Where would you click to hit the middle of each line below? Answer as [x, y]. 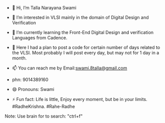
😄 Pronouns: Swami [33, 89]
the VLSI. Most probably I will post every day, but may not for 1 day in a [86, 53]
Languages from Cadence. [39, 38]
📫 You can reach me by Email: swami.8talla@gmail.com [69, 68]
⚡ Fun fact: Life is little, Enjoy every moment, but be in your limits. [80, 99]
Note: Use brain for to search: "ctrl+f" [44, 116]
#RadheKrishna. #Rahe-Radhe [43, 106]
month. [19, 58]
